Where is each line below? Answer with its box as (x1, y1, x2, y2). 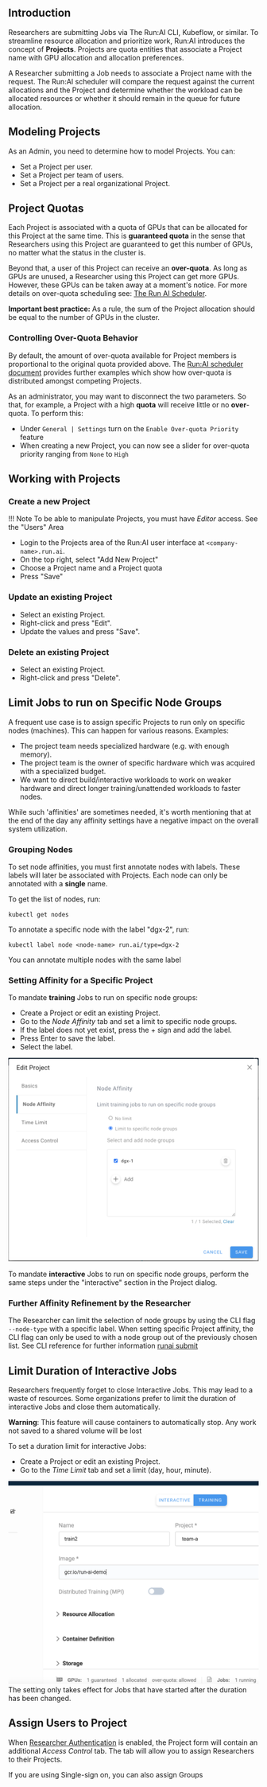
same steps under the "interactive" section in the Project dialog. (8, 1277, 218, 1287)
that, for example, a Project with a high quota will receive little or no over (8, 399, 247, 409)
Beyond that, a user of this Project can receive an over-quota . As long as (8, 263, 248, 273)
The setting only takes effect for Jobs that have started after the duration (8, 1685, 247, 1695)
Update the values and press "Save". (19, 626, 141, 636)
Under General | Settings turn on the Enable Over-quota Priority (19, 423, 239, 433)
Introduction (8, 6, 72, 20)
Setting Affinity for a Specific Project (8, 975, 153, 986)
